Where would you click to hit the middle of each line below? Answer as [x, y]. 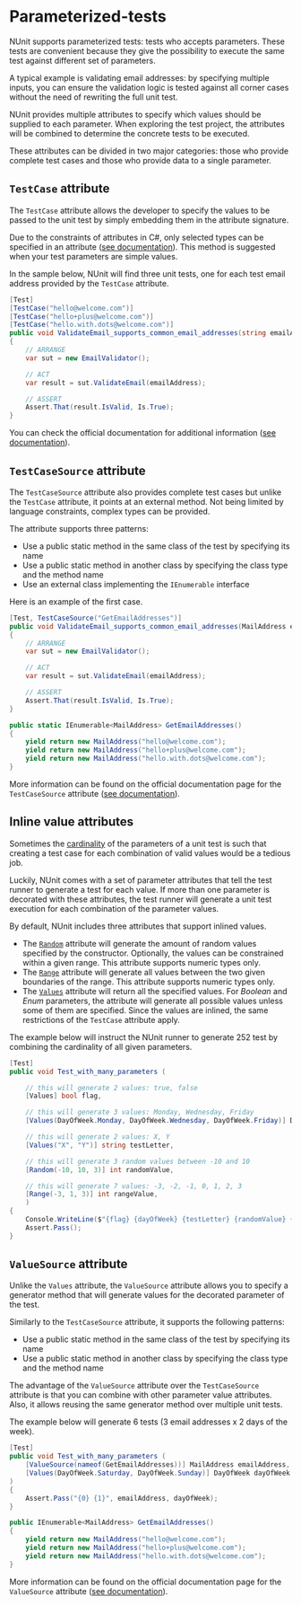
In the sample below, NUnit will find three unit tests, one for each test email [147, 273]
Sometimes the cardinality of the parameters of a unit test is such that [138, 843]
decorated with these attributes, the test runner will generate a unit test [141, 899]
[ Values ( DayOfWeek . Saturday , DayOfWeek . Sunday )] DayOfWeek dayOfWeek [158, 1473]
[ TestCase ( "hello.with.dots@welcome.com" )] [92, 325]
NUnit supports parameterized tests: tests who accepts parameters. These [147, 41]
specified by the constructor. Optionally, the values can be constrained [153, 953]
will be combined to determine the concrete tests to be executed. [129, 133]
